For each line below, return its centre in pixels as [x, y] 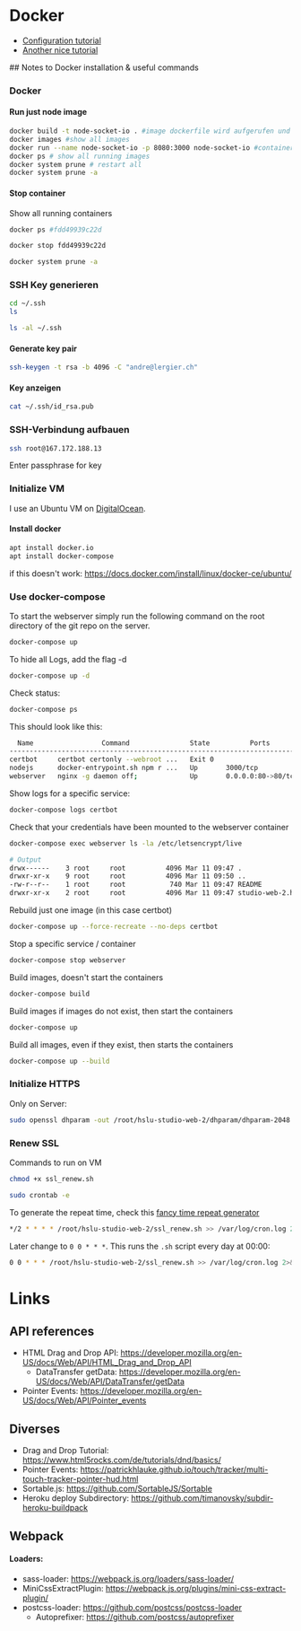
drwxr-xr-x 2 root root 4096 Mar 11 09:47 [122, 893]
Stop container [38, 193]
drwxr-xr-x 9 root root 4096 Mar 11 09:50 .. [128, 876]
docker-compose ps [43, 709]
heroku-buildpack [55, 1508]
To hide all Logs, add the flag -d [68, 659]
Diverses [35, 1429]
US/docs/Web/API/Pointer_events [84, 1400]
